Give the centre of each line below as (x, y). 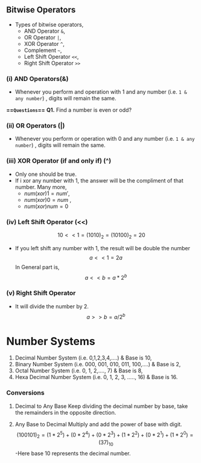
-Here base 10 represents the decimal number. (73, 453)
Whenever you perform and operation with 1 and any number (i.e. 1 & (101, 92)
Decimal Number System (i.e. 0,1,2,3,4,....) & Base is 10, (83, 358)
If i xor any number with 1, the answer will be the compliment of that (99, 180)
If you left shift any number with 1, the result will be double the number (102, 248)
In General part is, (37, 267)
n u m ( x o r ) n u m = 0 (46, 206)
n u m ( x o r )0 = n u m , (47, 199)
